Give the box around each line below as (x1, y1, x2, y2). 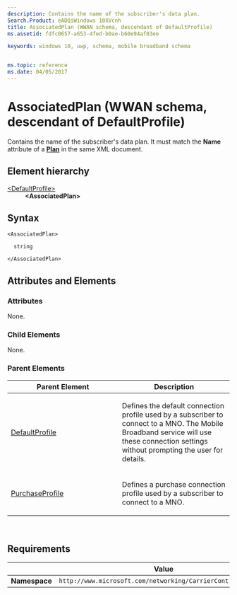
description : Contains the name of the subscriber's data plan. (7, 10, 200, 18)
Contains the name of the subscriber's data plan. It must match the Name (7, 137, 221, 146)
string (13, 243, 33, 250)
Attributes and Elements (7, 275, 116, 287)
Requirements (7, 543, 71, 555)
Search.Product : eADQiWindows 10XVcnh (7, 17, 121, 24)
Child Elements (7, 330, 61, 340)
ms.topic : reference (7, 62, 68, 69)
